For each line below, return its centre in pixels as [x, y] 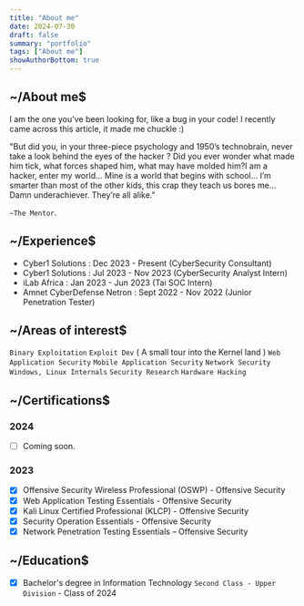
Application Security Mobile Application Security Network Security [140, 363]
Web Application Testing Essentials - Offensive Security [127, 500]
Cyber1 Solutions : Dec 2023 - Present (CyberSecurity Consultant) [147, 263]
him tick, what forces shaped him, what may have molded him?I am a [139, 166]
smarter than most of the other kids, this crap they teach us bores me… [143, 185]
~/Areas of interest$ [68, 330]
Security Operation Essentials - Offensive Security [117, 521]
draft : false [34, 35]
